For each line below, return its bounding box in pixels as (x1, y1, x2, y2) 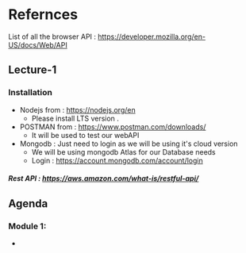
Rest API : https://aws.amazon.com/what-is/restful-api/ (8, 174, 199, 183)
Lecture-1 (8, 63, 57, 77)
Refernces (8, 6, 78, 24)
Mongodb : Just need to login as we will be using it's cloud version (19, 139, 238, 148)
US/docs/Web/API (8, 40, 67, 49)
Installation (8, 87, 53, 98)
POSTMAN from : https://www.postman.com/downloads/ (19, 121, 206, 132)
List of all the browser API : (8, 32, 97, 41)
